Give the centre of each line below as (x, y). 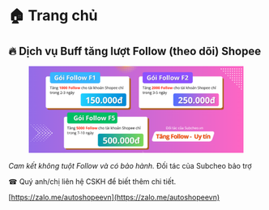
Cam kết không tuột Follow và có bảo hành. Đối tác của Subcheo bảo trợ (130, 165)
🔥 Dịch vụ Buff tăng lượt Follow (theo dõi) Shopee (135, 51)
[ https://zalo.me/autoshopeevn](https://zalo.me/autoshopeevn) (114, 197)
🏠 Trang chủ (53, 16)
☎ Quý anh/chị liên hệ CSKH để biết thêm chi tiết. (92, 181)
